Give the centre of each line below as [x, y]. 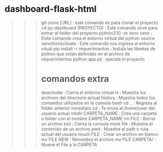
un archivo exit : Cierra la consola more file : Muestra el [97, 124]
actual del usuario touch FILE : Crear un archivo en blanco [100, 134]
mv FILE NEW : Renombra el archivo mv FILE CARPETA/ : [98, 139]
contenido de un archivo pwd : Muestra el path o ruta [95, 129]
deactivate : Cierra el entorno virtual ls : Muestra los [94, 92]
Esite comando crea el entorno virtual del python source [98, 38]
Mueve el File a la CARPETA [69, 144]
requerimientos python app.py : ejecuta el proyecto [93, 59]
